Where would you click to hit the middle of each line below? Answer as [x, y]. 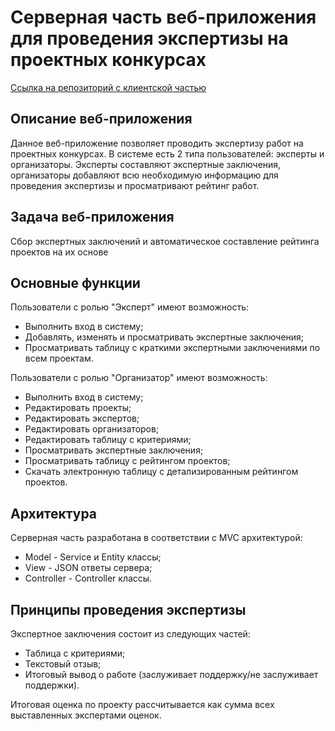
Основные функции [75, 282]
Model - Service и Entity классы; [93, 557]
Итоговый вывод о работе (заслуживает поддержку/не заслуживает [171, 674]
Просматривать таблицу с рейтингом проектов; [127, 461]
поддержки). [52, 685]
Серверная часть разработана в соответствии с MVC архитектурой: [156, 538]
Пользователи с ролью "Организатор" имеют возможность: [139, 378]
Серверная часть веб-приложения [163, 17]
